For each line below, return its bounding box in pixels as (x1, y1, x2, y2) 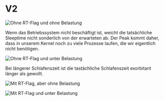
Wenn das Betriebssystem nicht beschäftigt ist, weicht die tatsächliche (5, 29, 152, 35)
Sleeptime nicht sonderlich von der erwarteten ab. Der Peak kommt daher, (5, 35, 159, 41)
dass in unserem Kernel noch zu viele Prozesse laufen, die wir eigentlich (5, 40, 156, 46)
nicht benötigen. (5, 45, 39, 52)
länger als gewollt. (5, 70, 43, 76)
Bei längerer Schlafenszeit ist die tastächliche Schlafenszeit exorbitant (5, 65, 151, 71)
